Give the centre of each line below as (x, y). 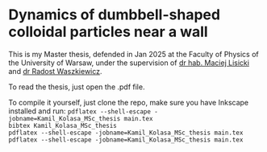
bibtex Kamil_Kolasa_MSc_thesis (63, 125)
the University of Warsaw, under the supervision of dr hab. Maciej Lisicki (129, 63)
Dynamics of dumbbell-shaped (114, 15)
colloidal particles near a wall (108, 32)
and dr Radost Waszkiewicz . (55, 71)
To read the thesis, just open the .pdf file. (77, 87)
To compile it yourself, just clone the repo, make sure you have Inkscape (129, 102)
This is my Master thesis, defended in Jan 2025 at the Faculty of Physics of (134, 54)
